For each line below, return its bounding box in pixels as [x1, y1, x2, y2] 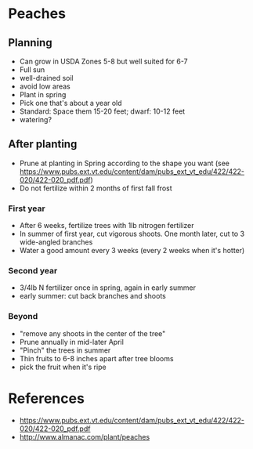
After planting [8, 138, 78, 151]
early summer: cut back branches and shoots [19, 291, 166, 301]
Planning [8, 36, 52, 49]
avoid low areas [19, 81, 70, 91]
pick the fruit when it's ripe [19, 362, 107, 371]
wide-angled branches [19, 237, 93, 247]
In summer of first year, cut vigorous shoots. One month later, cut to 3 [19, 229, 245, 239]
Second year [8, 266, 58, 277]
